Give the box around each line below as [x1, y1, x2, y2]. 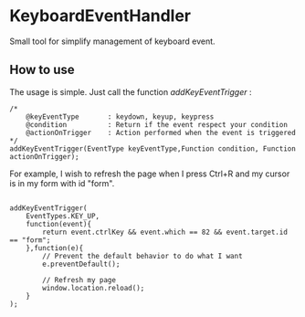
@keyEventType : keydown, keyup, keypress [26, 111, 215, 122]
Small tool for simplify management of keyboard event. [9, 36, 216, 47]
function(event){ [26, 219, 92, 228]
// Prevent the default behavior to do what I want [42, 251, 244, 260]
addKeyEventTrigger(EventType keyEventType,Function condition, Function [9, 143, 297, 153]
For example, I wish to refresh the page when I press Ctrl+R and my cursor [9, 168, 290, 179]
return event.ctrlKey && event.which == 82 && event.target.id [42, 227, 288, 237]
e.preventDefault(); [42, 259, 121, 269]
